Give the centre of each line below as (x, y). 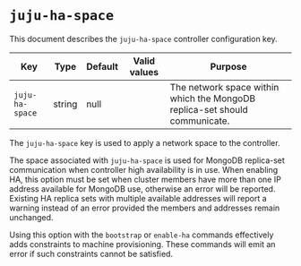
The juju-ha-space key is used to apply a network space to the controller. (145, 142)
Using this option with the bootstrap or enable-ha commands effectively (142, 235)
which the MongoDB (213, 99)
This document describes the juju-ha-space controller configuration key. (143, 39)
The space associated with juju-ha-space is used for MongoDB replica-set (147, 160)
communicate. (200, 121)
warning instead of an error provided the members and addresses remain (145, 208)
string (65, 104)
